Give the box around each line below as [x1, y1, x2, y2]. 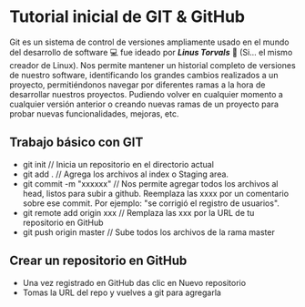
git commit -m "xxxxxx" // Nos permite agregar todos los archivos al [22, 178, 279, 189]
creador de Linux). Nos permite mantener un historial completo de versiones [9, 59, 296, 70]
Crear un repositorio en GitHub [9, 253, 188, 269]
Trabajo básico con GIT [9, 135, 144, 150]
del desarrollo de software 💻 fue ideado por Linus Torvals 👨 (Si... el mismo [9, 46, 293, 57]
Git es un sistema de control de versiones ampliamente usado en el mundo [9, 36, 290, 47]
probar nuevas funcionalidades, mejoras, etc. [9, 107, 179, 119]
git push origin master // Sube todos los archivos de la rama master [22, 226, 275, 238]
